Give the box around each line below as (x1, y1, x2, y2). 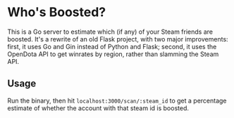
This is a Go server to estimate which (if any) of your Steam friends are (7, 27, 214, 36)
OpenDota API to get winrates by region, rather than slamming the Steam (7, 50, 219, 58)
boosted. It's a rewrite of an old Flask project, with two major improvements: (7, 34, 228, 43)
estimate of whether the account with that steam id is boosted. (7, 103, 189, 112)
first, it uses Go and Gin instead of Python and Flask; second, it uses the (7, 42, 217, 51)
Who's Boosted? (7, 4, 106, 20)
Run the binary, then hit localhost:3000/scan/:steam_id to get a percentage (7, 96, 227, 105)
